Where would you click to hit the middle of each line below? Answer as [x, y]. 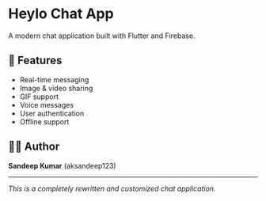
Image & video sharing [56, 88]
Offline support [44, 121]
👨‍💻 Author [34, 147]
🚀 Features [35, 61]
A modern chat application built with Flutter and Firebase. [102, 36]
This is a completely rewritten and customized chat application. [112, 188]
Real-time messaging [54, 79]
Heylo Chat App [61, 14]
